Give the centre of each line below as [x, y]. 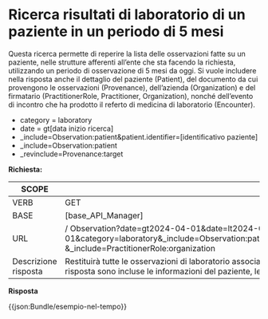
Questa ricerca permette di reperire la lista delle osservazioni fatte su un [127, 53]
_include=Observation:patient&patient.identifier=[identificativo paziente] [139, 136]
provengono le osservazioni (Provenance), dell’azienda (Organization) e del [132, 87]
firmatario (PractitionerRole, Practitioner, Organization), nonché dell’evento [131, 96]
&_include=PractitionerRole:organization [140, 248]
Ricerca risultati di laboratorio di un [127, 15]
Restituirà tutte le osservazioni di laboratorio [148, 261]
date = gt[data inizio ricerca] [67, 128]
